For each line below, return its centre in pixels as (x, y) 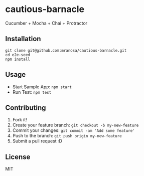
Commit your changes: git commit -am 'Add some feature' (74, 130)
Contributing (26, 108)
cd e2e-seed (18, 55)
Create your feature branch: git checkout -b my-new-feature (76, 125)
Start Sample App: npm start (42, 87)
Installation (23, 39)
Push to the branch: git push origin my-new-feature (67, 136)
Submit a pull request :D (37, 141)
